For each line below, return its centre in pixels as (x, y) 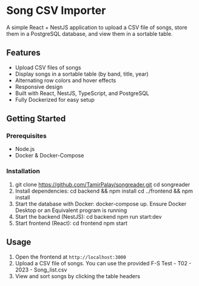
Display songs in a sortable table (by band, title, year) (82, 74)
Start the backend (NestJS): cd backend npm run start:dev (88, 216)
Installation (23, 171)
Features (23, 53)
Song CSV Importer (56, 11)
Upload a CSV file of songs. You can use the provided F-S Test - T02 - (103, 263)
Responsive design (39, 87)
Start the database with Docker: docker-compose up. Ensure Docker (101, 204)
